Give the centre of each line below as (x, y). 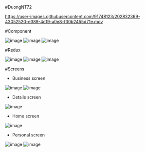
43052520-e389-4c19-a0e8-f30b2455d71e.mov (54, 22)
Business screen (29, 78)
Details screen (27, 97)
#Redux (13, 50)
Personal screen (28, 135)
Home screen (26, 116)
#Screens (15, 69)
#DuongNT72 (18, 7)
